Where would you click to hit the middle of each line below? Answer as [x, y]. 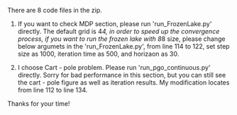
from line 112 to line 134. [53, 90]
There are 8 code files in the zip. [55, 10]
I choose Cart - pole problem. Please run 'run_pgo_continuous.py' [114, 67]
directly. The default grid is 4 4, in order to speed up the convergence [118, 31]
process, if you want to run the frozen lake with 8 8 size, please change [121, 39]
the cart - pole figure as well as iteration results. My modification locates [123, 83]
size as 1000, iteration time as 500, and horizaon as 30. [98, 54]
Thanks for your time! [39, 104]
